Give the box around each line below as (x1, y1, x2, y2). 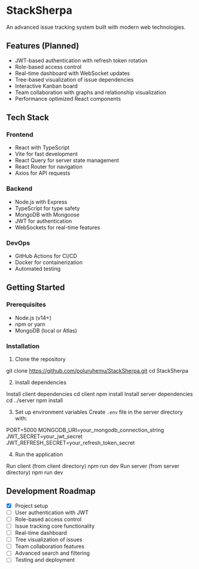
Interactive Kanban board (14, 82, 78, 89)
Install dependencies (14, 379, 67, 386)
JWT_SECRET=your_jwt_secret (6, 433, 83, 440)
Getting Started (6, 283, 65, 293)
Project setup (14, 502, 49, 509)
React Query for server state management (14, 157, 119, 164)
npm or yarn (14, 321, 46, 328)
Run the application (14, 451, 63, 458)
